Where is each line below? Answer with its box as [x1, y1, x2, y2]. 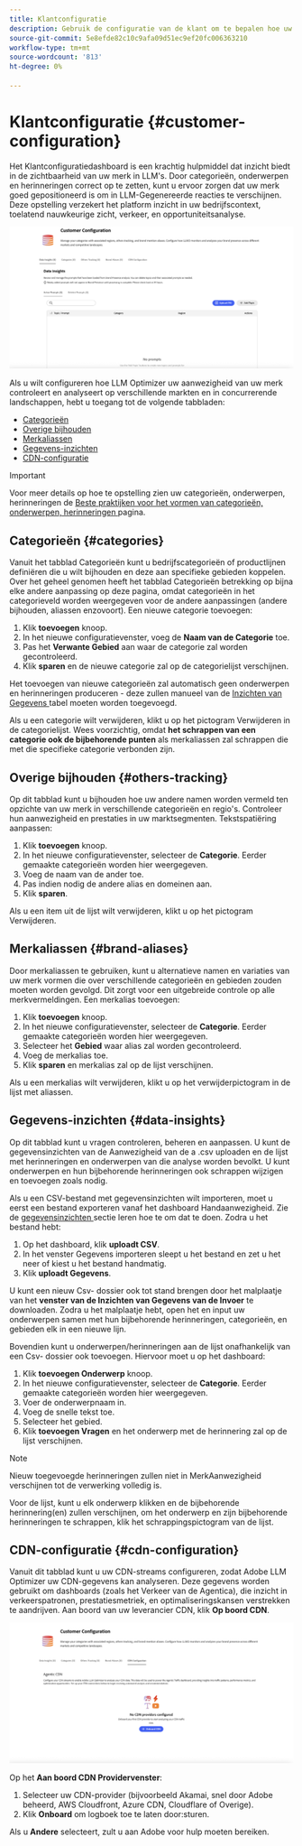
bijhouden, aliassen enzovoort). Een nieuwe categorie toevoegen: [9, 605, 253, 616]
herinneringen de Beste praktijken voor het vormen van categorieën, [9, 497, 263, 508]
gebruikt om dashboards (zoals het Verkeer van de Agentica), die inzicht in [9, 1585, 288, 1597]
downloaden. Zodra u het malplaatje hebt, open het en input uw [9, 1304, 245, 1315]
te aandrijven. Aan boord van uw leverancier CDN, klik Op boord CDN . [9, 1605, 270, 1616]
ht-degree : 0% [9, 62, 63, 71]
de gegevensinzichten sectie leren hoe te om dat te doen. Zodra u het [9, 1211, 269, 1222]
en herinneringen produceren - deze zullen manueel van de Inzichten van [9, 688, 282, 699]
